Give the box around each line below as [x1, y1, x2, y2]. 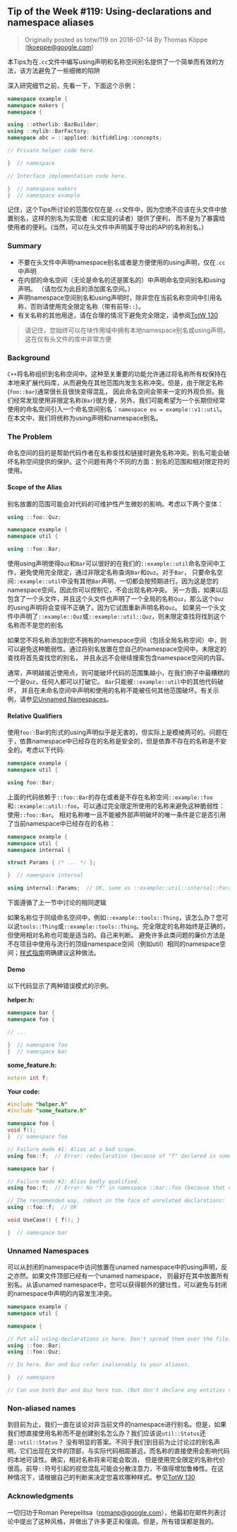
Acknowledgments [7, 1491, 74, 1501]
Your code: [7, 1087, 40, 1095]
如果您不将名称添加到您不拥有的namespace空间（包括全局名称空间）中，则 [7, 636, 227, 645]
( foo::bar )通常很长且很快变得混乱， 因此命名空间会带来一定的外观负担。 [7, 387, 219, 396]
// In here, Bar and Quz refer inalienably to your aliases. [7, 1361, 191, 1368]
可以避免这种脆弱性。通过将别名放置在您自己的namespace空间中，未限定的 [7, 645, 227, 653]
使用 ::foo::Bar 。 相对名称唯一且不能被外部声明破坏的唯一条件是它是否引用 [7, 810, 226, 819]
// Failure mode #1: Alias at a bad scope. [7, 1145, 138, 1153]
